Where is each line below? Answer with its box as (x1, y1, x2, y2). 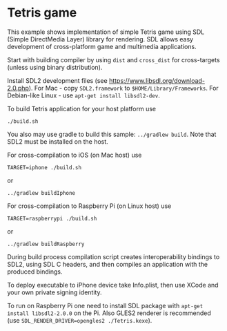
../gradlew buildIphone (7, 189, 76, 196)
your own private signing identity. (7, 288, 102, 296)
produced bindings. (7, 267, 63, 276)
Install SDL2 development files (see (7, 76, 108, 84)
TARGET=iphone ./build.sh (7, 164, 81, 171)
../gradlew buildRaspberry (7, 240, 85, 247)
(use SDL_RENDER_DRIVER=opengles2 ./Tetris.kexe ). (7, 316, 152, 324)
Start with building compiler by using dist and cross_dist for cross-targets (7, 55, 220, 64)
